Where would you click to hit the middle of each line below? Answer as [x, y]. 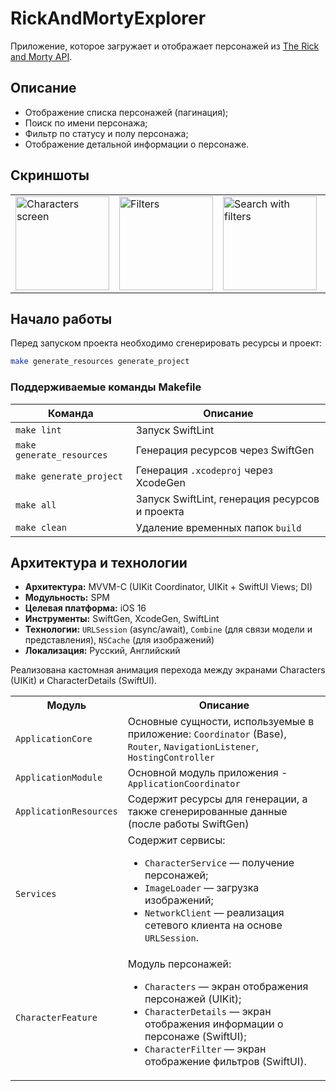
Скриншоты [50, 175]
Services [36, 894]
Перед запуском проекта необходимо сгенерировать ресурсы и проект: [166, 343]
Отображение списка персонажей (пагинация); [126, 112]
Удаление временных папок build [218, 527]
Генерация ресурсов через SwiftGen [225, 450]
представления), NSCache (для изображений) [119, 640]
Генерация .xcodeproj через [204, 470]
